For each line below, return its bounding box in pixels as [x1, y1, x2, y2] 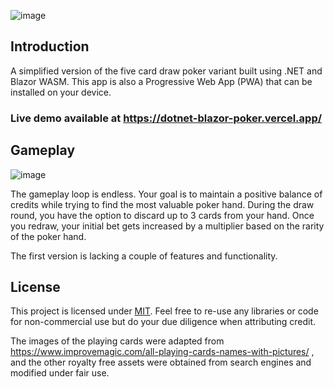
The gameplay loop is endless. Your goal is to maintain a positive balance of [10, 188, 323, 200]
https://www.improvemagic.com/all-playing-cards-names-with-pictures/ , [10, 346, 315, 358]
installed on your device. [10, 86, 112, 98]
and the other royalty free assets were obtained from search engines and [10, 356, 312, 369]
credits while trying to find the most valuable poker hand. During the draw [10, 198, 315, 210]
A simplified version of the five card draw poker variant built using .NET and [10, 65, 323, 77]
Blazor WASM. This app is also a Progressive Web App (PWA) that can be [10, 75, 313, 87]
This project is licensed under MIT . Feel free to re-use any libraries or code [10, 305, 319, 317]
